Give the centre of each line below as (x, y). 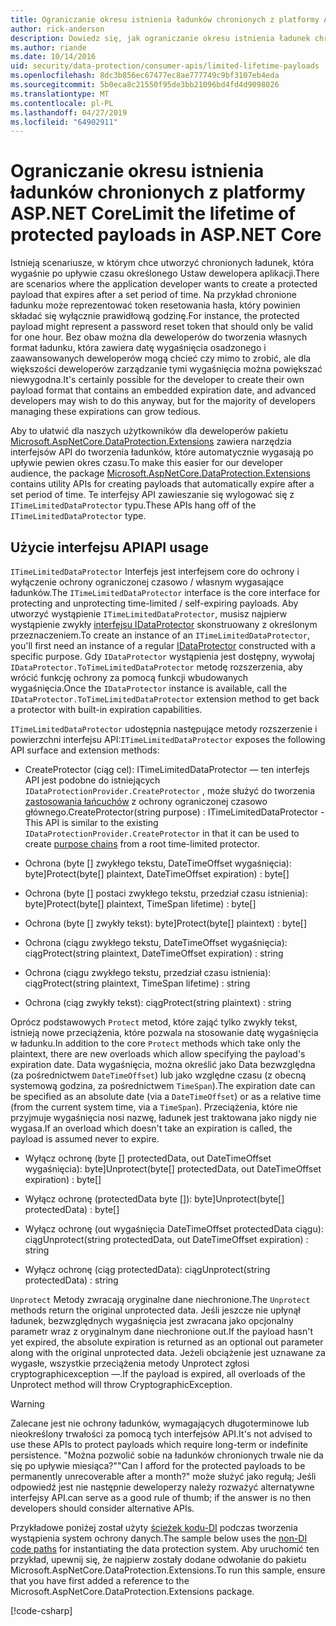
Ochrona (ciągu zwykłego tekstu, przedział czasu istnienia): (148, 972)
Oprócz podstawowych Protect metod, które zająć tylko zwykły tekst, (154, 1022)
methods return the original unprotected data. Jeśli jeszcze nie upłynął (155, 1310)
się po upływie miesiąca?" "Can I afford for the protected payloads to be (158, 1465)
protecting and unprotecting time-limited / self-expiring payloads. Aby (154, 603)
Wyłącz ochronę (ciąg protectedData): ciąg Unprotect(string (147, 1269)
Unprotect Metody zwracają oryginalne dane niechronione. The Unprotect (160, 1299)
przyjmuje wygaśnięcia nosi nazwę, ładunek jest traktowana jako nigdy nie (163, 1117)
